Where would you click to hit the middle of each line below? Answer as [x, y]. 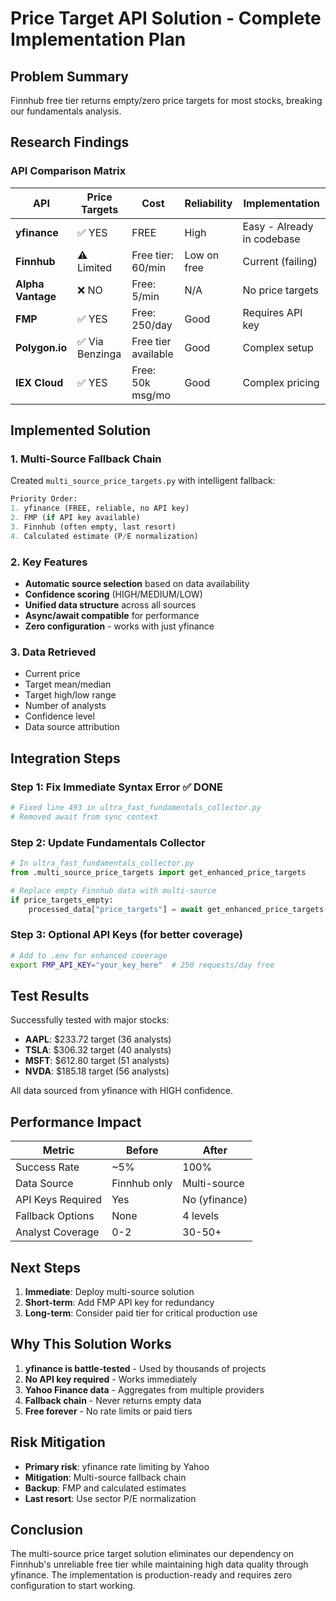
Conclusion [47, 1529]
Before [142, 1150]
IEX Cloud [39, 382]
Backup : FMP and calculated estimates [105, 1488]
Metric [58, 1150]
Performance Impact [76, 1122]
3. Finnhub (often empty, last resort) [93, 527]
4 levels [201, 1216]
